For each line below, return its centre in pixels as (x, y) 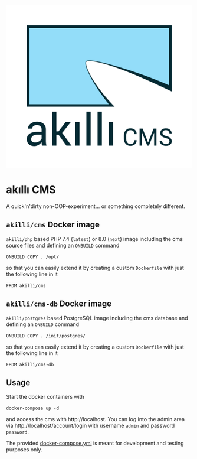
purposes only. (24, 450)
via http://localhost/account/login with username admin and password (91, 426)
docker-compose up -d (33, 408)
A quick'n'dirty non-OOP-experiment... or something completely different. (96, 206)
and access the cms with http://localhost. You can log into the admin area (95, 419)
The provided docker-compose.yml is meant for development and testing (95, 443)
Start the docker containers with (45, 397)
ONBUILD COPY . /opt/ (33, 257)
